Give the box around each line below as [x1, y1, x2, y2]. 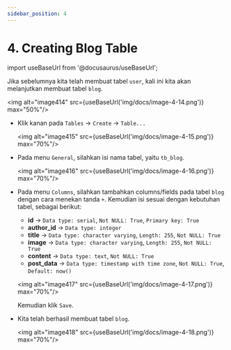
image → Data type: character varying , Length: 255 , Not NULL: [27, 238, 212, 246]
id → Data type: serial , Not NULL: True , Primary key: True [27, 215, 200, 224]
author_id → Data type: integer [27, 223, 122, 231]
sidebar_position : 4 [7, 10, 67, 17]
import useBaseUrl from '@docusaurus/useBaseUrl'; [7, 63, 158, 72]
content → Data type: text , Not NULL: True [27, 252, 154, 260]
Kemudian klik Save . [17, 300, 74, 309]
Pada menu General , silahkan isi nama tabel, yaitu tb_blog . [17, 153, 184, 161]
